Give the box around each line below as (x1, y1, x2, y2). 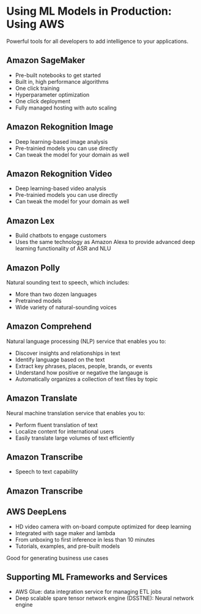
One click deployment (15, 97, 71, 105)
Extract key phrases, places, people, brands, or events (15, 362, 153, 369)
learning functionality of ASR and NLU (15, 245, 111, 252)
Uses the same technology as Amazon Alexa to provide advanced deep (15, 239, 196, 246)
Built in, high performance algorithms (15, 78, 109, 85)
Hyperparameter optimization (15, 91, 90, 98)
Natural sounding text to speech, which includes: (6, 279, 130, 286)
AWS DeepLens (6, 506, 67, 517)
